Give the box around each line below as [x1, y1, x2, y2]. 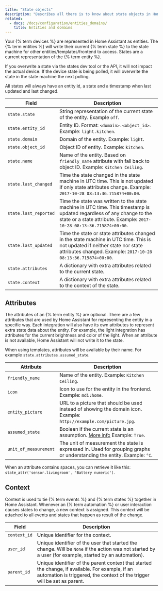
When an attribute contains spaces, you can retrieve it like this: [5, 464, 131, 470]
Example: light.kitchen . [59, 128, 115, 135]
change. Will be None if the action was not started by [37, 545, 156, 552]
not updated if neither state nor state [59, 242, 143, 249]
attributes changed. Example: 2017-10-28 [59, 248, 152, 255]
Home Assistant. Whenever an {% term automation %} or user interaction [5, 501, 152, 507]
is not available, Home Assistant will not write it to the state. [5, 337, 124, 343]
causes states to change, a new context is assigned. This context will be [5, 507, 149, 512]
